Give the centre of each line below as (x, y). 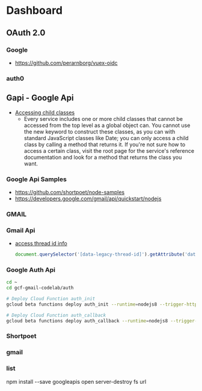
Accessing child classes (45, 112)
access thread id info (41, 244)
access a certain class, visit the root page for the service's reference (109, 150)
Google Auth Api (31, 269)
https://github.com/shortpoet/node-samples (70, 192)
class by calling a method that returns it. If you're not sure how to (105, 144)
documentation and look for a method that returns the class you (103, 157)
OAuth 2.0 (26, 33)
